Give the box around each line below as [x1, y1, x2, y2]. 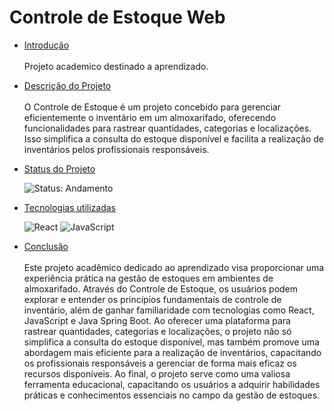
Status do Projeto [23, 162, 96, 175]
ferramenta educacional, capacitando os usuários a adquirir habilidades [23, 378, 321, 390]
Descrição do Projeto [23, 79, 112, 91]
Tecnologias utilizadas [23, 201, 116, 213]
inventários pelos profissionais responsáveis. [23, 143, 210, 155]
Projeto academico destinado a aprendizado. [23, 60, 209, 72]
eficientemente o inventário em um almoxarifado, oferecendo [23, 111, 277, 123]
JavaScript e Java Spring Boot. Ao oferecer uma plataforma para [23, 314, 291, 326]
